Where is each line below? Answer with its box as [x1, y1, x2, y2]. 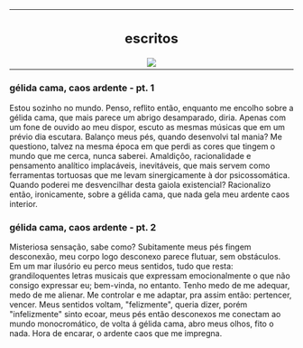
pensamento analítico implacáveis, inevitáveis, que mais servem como [9, 160, 271, 171]
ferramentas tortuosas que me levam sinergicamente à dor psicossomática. [9, 169, 290, 180]
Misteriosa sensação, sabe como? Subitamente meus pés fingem [9, 241, 252, 252]
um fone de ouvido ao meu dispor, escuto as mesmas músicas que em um [9, 121, 286, 132]
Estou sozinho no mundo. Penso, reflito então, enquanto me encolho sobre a [9, 102, 294, 113]
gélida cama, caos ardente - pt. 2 [9, 221, 156, 233]
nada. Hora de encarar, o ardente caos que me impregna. [9, 328, 223, 339]
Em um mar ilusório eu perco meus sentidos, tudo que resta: [9, 261, 234, 272]
